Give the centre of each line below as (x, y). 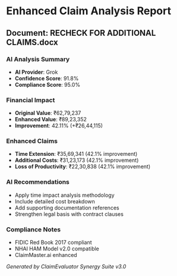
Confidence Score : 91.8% (47, 78)
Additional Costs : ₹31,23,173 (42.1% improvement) (77, 160)
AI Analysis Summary (38, 59)
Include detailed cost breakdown (55, 201)
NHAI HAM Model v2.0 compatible (57, 249)
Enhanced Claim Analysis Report (88, 11)
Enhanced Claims (32, 141)
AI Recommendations (38, 182)
